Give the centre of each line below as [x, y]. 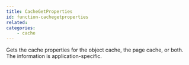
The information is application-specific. [54, 56]
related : [17, 22]
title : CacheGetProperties [39, 11]
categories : [21, 28]
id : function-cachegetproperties [47, 17]
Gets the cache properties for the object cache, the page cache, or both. [95, 50]
